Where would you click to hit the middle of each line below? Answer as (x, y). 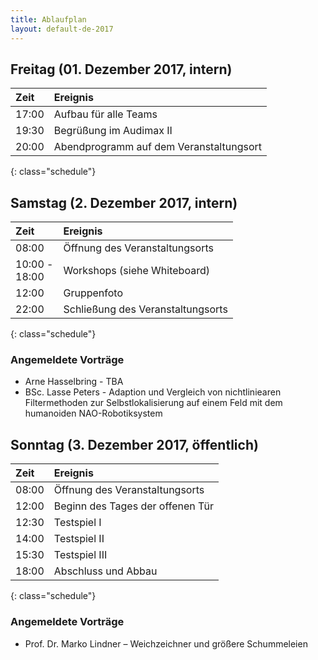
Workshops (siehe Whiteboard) (136, 271)
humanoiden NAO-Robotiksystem (93, 413)
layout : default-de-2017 (62, 29)
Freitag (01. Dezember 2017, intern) (121, 69)
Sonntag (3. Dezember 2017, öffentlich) (134, 444)
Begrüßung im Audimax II (113, 131)
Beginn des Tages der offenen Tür (134, 506)
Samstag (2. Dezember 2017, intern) (124, 202)
